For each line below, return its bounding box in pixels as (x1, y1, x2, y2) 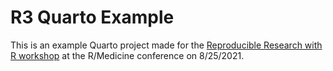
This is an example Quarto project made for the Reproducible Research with (10, 39, 323, 51)
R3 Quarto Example (10, 6, 175, 29)
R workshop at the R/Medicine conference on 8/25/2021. (10, 49, 245, 61)
